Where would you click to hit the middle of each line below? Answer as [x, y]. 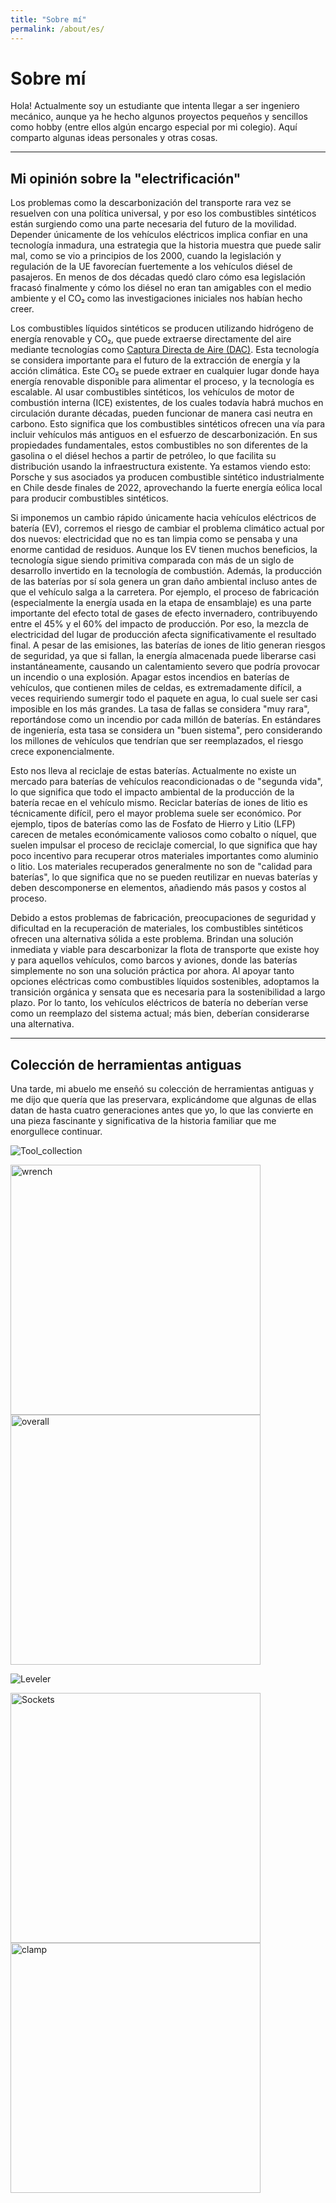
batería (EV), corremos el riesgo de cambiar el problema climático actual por [167, 528]
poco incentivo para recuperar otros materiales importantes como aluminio [164, 856]
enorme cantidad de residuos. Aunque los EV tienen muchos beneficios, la [164, 550]
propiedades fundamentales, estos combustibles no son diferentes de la [159, 445]
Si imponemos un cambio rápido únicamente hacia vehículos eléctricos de [163, 518]
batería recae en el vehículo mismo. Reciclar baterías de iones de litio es [159, 803]
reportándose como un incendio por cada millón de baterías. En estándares [166, 720]
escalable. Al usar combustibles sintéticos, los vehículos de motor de [152, 392]
